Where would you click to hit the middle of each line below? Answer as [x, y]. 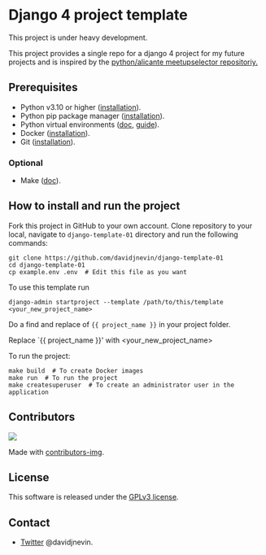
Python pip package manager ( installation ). [92, 116]
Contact [29, 522]
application [28, 392]
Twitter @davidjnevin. [57, 542]
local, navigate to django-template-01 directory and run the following [123, 234]
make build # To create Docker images [76, 371]
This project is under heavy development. [78, 37]
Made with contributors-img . [56, 452]
